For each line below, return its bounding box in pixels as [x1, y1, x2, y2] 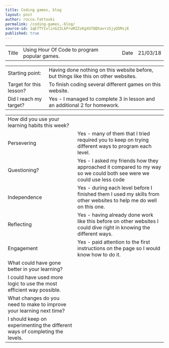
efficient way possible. [8, 286, 61, 293]
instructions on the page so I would [77, 245, 160, 252]
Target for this [8, 81, 41, 88]
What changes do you [8, 295, 60, 302]
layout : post [5, 12, 33, 17]
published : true [5, 31, 39, 36]
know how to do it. [77, 251, 121, 258]
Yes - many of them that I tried [77, 130, 150, 137]
